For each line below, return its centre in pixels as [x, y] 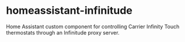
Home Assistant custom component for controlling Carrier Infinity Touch [93, 26]
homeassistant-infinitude [69, 11]
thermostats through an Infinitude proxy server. [63, 32]
